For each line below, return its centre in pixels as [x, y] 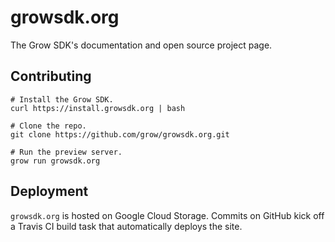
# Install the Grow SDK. [62, 99]
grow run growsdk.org [55, 161]
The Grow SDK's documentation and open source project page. [141, 45]
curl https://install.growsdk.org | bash [98, 108]
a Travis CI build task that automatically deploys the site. [126, 226]
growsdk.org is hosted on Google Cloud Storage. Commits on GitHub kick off [167, 215]
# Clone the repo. [48, 126]
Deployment [49, 191]
